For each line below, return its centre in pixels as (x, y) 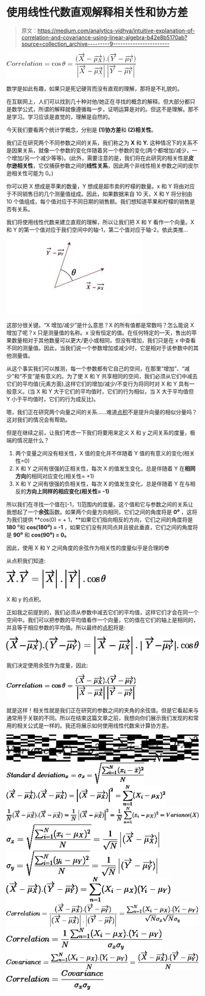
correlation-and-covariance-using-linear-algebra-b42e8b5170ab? (104, 37)
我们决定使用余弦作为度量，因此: (47, 665)
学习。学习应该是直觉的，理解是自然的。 (62, 117)
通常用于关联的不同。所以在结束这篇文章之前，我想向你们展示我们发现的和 (100, 718)
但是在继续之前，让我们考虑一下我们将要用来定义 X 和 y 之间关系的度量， (98, 432)
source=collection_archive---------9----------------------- (95, 44)
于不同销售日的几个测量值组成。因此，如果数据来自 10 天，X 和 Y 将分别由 (99, 193)
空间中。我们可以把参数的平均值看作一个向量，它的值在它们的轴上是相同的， (103, 619)
